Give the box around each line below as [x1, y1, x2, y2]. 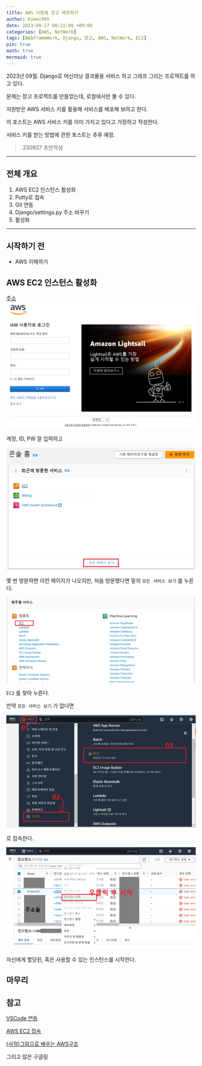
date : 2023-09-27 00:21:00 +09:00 [6, 22, 93, 28]
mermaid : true [6, 54, 42, 60]
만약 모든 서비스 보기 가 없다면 [6, 702, 75, 709]
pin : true [6, 42, 31, 48]
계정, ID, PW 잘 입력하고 [6, 434, 63, 442]
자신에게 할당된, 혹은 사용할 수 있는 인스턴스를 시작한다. [6, 956, 136, 963]
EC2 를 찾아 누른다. [6, 689, 50, 697]
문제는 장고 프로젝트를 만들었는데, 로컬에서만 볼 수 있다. [6, 92, 136, 99]
